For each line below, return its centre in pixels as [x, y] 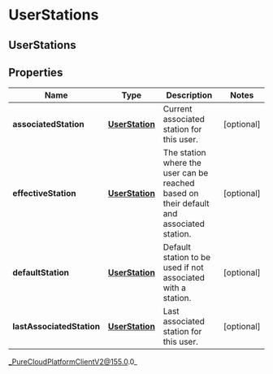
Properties [36, 72]
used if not [184, 267]
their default [186, 203]
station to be [187, 258]
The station [184, 153]
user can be [186, 173]
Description [189, 95]
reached [179, 183]
